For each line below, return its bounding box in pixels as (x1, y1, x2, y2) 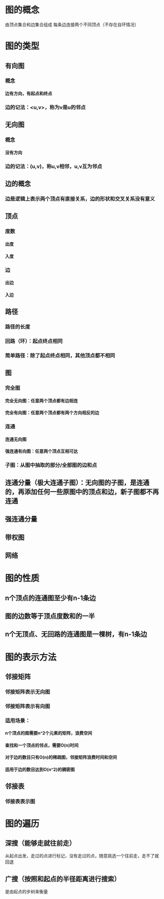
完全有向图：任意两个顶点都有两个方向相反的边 (5, 410, 99, 416)
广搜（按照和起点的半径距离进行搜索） (5, 875, 121, 883)
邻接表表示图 (5, 798, 36, 805)
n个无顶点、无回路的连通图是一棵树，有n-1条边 (5, 630, 147, 639)
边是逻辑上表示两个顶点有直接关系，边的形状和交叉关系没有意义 (5, 195, 155, 202)
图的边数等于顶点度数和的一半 (5, 612, 95, 620)
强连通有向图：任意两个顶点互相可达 (5, 449, 78, 454)
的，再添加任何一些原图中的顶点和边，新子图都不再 (5, 488, 159, 496)
